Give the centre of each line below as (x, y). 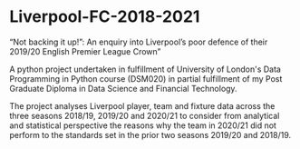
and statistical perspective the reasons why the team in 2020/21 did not (143, 125)
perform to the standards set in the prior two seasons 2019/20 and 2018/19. (150, 134)
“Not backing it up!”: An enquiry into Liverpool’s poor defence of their (139, 42)
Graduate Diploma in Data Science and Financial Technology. (123, 88)
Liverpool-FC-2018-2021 (105, 17)
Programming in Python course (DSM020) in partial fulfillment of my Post (146, 78)
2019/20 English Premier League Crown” (85, 51)
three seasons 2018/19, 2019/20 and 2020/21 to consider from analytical (145, 115)
